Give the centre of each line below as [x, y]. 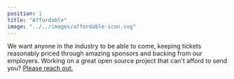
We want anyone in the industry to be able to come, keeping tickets [104, 46]
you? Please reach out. [40, 68]
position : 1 [25, 14]
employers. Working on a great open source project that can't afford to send [117, 61]
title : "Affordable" [37, 20]
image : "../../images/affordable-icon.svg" [72, 26]
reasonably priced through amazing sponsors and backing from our [105, 53]
